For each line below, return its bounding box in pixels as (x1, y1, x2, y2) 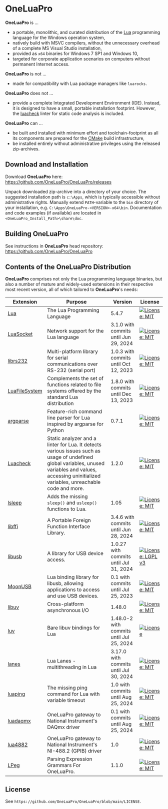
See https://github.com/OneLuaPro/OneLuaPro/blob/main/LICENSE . (5, 798, 141, 804)
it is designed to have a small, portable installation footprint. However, (12, 105, 156, 111)
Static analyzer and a (47, 435, 96, 442)
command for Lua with (47, 690, 100, 697)
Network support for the (47, 327, 104, 334)
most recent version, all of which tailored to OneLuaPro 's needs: (5, 286, 138, 292)
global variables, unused (47, 460, 105, 467)
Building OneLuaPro (5, 229, 69, 238)
